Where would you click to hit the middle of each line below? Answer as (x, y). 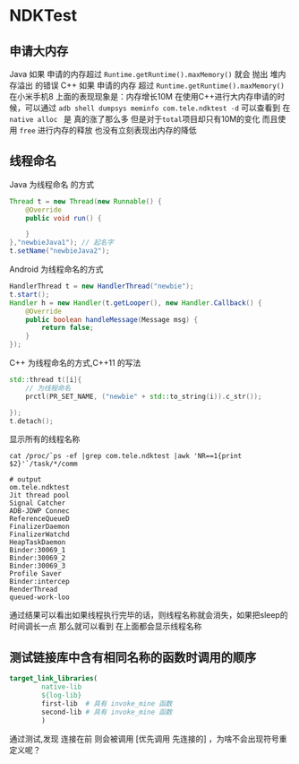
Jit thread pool (39, 495)
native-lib (62, 687)
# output (26, 480)
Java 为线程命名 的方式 (52, 184)
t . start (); (30, 294)
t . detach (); (31, 421)
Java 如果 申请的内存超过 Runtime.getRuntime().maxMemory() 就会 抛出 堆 (144, 74)
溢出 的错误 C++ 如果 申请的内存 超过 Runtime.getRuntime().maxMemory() (150, 85)
